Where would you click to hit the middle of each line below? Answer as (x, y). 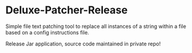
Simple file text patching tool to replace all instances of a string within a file (96, 26)
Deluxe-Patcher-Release (67, 10)
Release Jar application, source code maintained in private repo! (83, 44)
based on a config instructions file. (47, 32)
